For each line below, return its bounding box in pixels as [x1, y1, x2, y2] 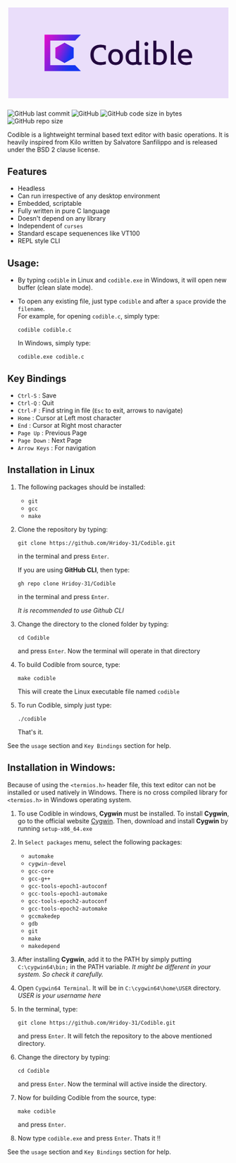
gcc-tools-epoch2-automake [27, 905, 108, 912]
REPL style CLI [17, 237, 61, 245]
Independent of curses [17, 222, 83, 230]
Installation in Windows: [7, 762, 116, 774]
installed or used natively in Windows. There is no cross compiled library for [7, 788, 228, 796]
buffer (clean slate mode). [17, 283, 93, 292]
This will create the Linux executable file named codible [17, 687, 180, 696]
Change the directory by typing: [17, 1052, 111, 1061]
